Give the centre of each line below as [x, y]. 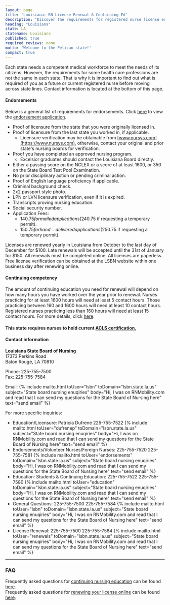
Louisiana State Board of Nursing [41, 351]
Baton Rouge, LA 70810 [30, 361]
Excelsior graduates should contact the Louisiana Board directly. [87, 159]
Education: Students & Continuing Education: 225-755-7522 [75, 476]
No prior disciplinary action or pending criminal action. [69, 175]
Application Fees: [31, 213]
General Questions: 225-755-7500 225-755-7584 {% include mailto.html [88, 503]
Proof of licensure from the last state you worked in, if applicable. [81, 132]
